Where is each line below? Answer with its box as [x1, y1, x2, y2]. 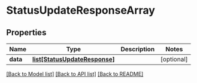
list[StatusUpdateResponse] [32, 55, 115, 63]
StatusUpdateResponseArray [6, 4, 156, 17]
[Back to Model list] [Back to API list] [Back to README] [6, 70, 144, 78]
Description [120, 45, 155, 53]
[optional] [160, 55, 189, 63]
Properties [6, 27, 47, 38]
